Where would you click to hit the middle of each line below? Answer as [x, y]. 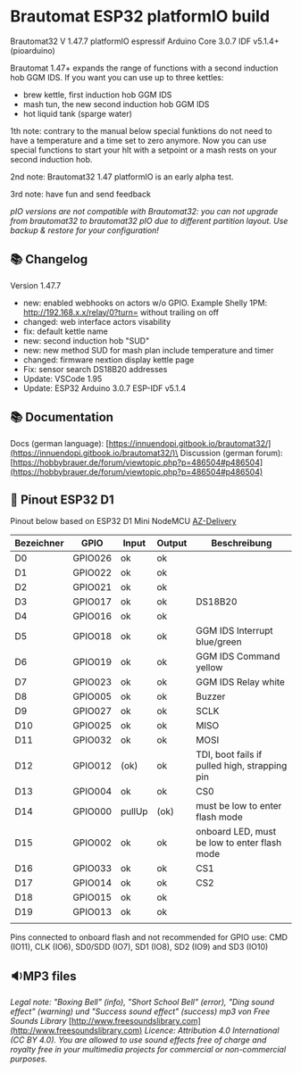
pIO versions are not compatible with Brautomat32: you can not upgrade [144, 211]
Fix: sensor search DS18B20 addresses [95, 369]
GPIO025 [92, 726]
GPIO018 [92, 636]
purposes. [29, 1059]
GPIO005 [92, 696]
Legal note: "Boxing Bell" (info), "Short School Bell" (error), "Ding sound [142, 1002]
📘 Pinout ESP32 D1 [62, 499]
